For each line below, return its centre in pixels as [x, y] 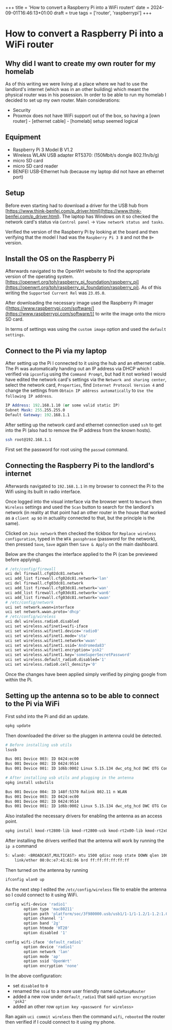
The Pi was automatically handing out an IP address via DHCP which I [79, 369]
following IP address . [29, 396]
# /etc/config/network [29, 602]
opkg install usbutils [29, 782]
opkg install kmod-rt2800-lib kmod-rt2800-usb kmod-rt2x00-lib [74, 831]
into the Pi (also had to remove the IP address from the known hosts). [78, 430]
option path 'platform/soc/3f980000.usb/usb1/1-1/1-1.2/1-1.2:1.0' [97, 914]
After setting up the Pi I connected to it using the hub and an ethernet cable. [85, 363]
